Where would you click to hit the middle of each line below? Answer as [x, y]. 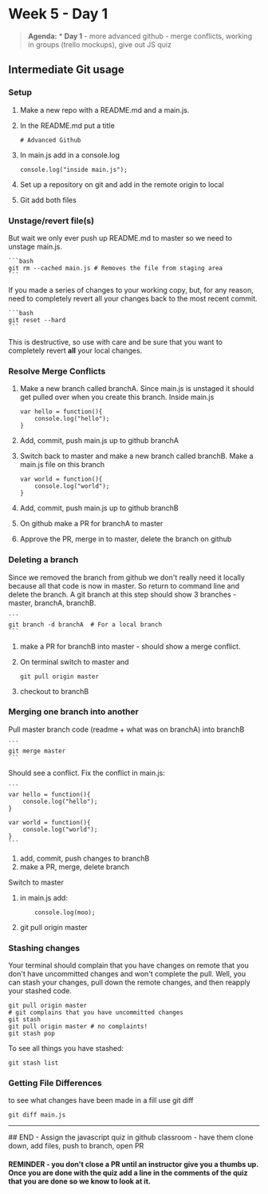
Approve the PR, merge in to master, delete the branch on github [126, 539]
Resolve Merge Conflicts [57, 371]
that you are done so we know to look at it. [80, 1181]
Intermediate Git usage [67, 70]
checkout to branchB [54, 691]
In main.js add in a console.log [70, 155]
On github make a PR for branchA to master [91, 524]
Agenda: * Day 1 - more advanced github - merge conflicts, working [140, 36]
